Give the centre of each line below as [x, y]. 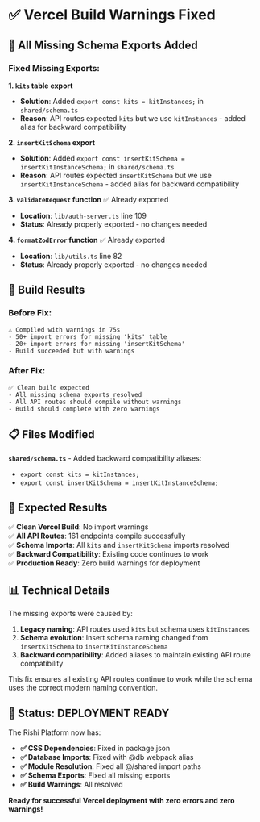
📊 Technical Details [59, 590]
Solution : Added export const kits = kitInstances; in [111, 101]
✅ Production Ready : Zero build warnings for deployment [104, 563]
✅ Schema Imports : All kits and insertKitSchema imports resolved [119, 545]
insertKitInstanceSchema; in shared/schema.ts [97, 166]
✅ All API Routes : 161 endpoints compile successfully [97, 536]
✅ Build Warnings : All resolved [71, 785]
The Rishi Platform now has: [55, 732]
